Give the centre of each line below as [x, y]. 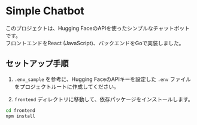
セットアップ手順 [37, 64]
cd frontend [20, 110]
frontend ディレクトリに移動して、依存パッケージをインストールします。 [104, 99]
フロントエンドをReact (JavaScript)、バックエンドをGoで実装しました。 [95, 43]
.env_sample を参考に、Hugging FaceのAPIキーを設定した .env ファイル [102, 79]
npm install [20, 116]
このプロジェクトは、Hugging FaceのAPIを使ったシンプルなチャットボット [98, 28]
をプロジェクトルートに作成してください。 [66, 86]
